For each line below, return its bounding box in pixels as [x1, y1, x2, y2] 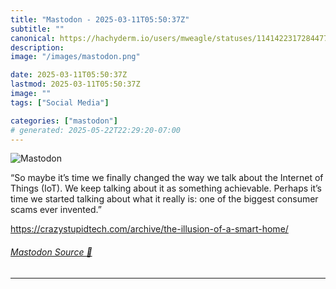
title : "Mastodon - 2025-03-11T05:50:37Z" [10, 14, 190, 25]
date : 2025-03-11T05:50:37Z [10, 70, 128, 80]
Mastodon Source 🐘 [10, 246, 93, 258]
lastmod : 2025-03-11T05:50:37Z [10, 79, 141, 90]
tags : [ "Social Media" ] [10, 97, 110, 108]
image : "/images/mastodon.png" [10, 52, 141, 62]
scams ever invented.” [10, 204, 102, 216]
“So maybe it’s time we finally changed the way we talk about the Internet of [10, 172, 324, 184]
